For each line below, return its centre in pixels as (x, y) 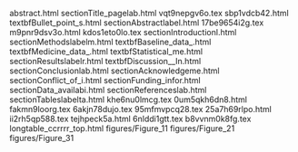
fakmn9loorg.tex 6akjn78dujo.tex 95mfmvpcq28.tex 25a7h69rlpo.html (141, 109)
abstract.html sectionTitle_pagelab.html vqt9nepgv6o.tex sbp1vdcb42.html (149, 13)
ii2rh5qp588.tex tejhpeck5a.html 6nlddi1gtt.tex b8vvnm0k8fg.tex (130, 119)
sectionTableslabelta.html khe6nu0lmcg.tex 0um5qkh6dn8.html (129, 100)
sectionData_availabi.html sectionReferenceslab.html (108, 90)
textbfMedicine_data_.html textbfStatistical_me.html (106, 52)
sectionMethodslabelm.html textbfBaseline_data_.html (110, 42)
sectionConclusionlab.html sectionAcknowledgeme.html (114, 71)
